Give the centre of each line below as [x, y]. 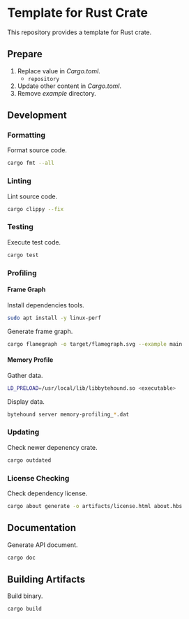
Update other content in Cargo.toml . [69, 86]
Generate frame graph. [40, 331]
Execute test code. [34, 242]
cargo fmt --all [31, 163]
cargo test [23, 255]
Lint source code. [32, 196]
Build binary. [25, 596]
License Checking [38, 478]
